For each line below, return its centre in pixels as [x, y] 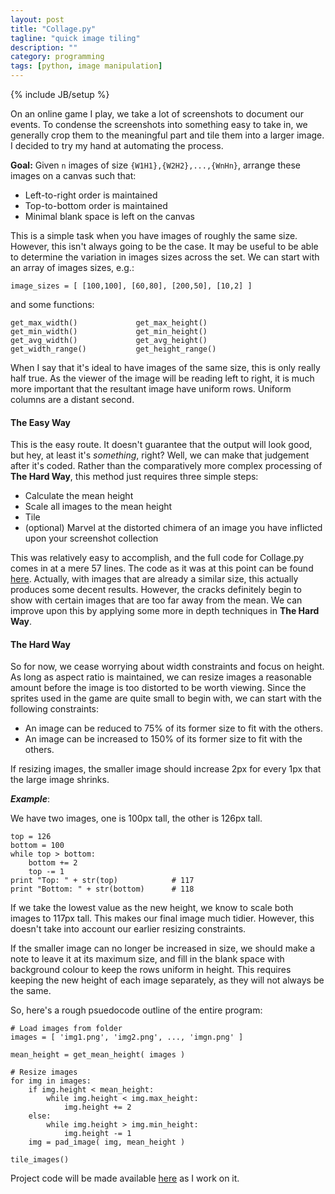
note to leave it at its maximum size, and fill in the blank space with [147, 959]
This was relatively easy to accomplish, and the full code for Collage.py [157, 558]
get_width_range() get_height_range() [113, 349]
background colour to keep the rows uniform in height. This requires [151, 970]
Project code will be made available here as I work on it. [125, 1178]
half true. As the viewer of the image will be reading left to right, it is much [162, 378]
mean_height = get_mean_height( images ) [98, 1055]
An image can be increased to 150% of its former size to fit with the [163, 739]
